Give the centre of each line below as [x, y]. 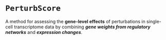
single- [154, 21]
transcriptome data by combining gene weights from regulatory [82, 27]
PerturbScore [33, 8]
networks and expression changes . [44, 32]
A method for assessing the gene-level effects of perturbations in [75, 21]
